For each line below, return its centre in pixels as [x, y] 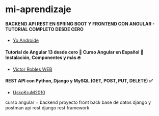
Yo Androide [26, 40]
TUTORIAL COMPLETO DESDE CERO [45, 29]
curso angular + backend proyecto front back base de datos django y [78, 102]
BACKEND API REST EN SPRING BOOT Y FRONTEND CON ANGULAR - [80, 23]
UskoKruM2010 [29, 92]
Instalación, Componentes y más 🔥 [43, 57]
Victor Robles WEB [32, 69]
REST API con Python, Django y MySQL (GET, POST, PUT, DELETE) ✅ [79, 81]
